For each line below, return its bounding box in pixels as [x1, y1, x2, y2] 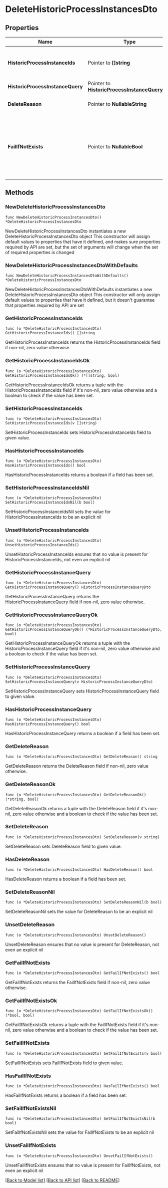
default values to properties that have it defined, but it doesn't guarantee [5, 297, 155, 303]
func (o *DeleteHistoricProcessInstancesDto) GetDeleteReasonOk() [5, 792, 146, 797]
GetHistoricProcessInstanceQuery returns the [5, 594, 99, 600]
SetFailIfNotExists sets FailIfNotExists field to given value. [5, 1060, 123, 1066]
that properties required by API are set [5, 302, 84, 308]
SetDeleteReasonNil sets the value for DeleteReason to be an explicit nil [5, 908, 153, 915]
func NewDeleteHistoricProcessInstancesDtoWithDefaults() [5, 273, 128, 278]
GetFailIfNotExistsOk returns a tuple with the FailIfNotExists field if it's [5, 1022, 149, 1028]
